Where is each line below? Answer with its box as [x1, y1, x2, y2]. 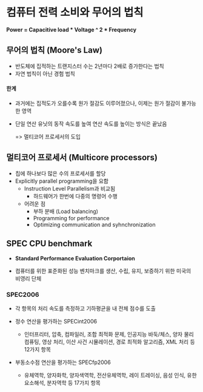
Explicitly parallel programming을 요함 [15, 177, 109, 184]
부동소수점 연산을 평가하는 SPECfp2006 [15, 359, 111, 366]
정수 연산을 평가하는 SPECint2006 [15, 317, 98, 325]
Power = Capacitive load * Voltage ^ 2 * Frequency [6, 25, 137, 33]
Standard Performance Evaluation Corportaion [15, 254, 135, 262]
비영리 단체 [15, 274, 42, 282]
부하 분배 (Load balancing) [33, 208, 99, 215]
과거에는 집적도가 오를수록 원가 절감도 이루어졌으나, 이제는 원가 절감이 [15, 100, 181, 107]
